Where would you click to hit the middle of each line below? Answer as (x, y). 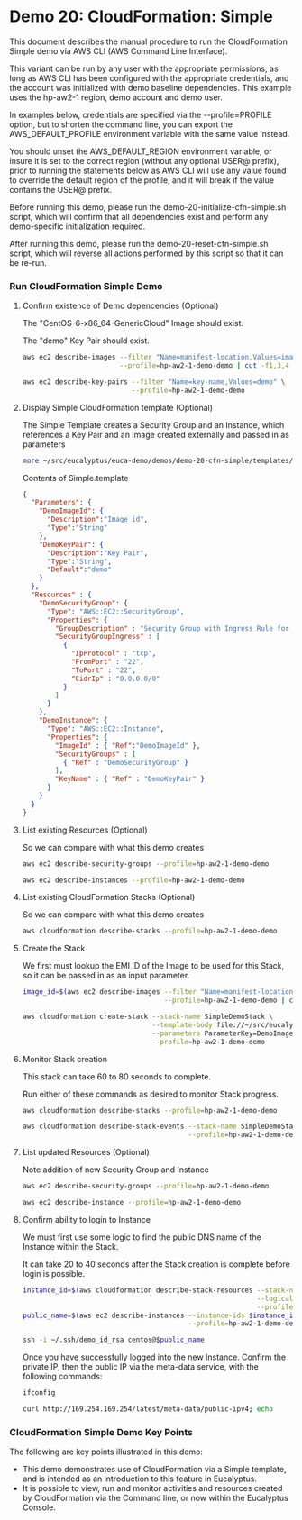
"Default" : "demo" (79, 569)
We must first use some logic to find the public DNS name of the (142, 1237)
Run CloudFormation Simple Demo (86, 286)
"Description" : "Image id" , (97, 520)
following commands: (62, 1377)
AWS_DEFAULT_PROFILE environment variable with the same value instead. (150, 133)
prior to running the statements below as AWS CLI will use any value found (148, 170)
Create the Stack (54, 949)
